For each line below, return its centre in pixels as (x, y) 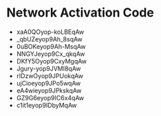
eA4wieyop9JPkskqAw (49, 90)
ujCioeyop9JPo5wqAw (49, 83)
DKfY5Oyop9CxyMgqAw (52, 61)
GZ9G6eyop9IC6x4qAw (50, 97)
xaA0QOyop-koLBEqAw (50, 32)
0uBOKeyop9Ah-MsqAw (51, 46)
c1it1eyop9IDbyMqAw (46, 105)
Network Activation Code (80, 13)
